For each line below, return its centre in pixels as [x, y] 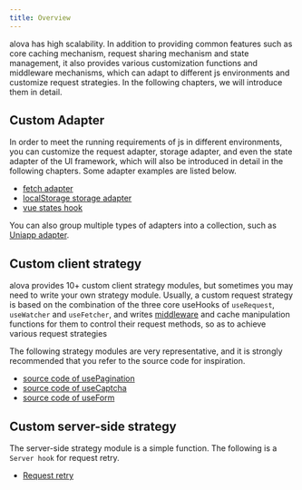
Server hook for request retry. [64, 458]
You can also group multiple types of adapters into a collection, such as [143, 225]
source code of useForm [68, 398]
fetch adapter [48, 189]
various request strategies [58, 334]
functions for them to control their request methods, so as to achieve [138, 324]
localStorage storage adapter [77, 198]
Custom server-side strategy [93, 426]
